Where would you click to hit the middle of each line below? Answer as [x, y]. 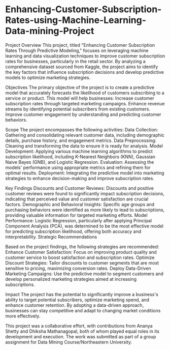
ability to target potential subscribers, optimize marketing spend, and [77, 300]
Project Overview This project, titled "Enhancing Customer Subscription [80, 45]
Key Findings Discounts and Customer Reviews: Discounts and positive [79, 188]
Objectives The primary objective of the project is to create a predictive [80, 87]
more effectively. [23, 316]
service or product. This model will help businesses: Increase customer [80, 98]
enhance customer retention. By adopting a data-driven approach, [75, 305]
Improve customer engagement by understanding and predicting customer [83, 114]
